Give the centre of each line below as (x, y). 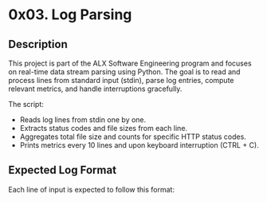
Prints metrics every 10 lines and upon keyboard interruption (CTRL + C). (139, 145)
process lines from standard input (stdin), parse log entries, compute (121, 80)
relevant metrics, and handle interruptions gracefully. (95, 89)
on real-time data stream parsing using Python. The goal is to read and (124, 72)
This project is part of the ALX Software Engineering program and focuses (130, 63)
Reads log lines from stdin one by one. (83, 120)
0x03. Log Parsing (70, 15)
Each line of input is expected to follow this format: (92, 189)
